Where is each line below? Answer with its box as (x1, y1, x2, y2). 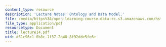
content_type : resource (5, 7, 54, 12)
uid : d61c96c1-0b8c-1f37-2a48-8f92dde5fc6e (5, 35, 96, 40)
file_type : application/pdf (5, 21, 63, 26)
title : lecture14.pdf (5, 30, 50, 35)
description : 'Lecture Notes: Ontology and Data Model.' (5, 12, 125, 17)
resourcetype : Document (5, 25, 54, 30)
